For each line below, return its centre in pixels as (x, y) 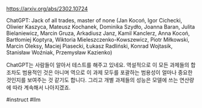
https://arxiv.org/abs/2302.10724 (47, 9)
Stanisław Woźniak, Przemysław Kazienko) (59, 52)
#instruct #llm (24, 100)
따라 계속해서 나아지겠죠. (42, 87)
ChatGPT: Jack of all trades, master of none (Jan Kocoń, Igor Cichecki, (94, 20)
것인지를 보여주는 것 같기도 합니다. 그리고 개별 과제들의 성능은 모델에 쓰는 (92, 80)
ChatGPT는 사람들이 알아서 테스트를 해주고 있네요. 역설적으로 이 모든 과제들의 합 (101, 65)
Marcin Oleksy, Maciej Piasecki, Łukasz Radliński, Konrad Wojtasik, (90, 46)
